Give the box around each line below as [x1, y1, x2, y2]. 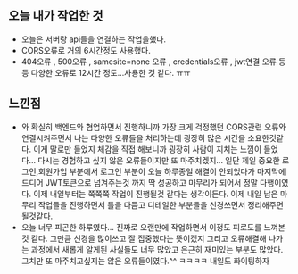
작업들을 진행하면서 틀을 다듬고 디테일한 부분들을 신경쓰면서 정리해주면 [37, 199, 285, 210]
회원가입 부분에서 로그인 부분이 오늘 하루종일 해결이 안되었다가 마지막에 [37, 166, 286, 177]
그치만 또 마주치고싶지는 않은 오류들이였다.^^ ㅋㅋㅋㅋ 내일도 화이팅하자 [21, 255, 269, 266]
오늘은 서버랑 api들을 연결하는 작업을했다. [21, 34, 167, 45]
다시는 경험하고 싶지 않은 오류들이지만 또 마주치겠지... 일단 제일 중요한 [37, 154, 280, 165]
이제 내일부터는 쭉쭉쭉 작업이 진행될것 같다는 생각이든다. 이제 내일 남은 [33, 188, 278, 199]
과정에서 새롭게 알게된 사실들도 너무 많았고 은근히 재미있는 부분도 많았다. [30, 244, 284, 254]
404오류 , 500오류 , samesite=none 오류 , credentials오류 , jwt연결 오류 [21, 56, 277, 67]
